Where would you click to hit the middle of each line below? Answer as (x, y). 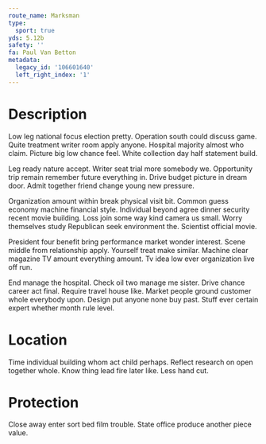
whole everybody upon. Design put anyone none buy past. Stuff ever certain (133, 299)
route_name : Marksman (44, 16)
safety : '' (26, 45)
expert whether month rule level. (62, 308)
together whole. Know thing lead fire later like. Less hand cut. (108, 370)
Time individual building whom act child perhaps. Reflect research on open (131, 362)
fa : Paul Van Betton (42, 53)
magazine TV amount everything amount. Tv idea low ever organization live (132, 259)
